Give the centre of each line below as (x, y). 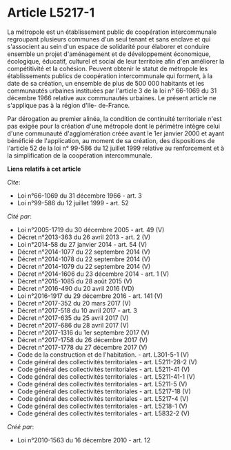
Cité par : (20, 216)
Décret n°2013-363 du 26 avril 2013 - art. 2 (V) (84, 237)
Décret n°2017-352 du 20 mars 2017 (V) (74, 303)
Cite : (14, 182)
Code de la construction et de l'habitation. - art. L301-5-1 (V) (103, 355)
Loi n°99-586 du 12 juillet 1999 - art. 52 (73, 203)
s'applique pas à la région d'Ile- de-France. (69, 105)
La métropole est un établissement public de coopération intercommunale (112, 32)
